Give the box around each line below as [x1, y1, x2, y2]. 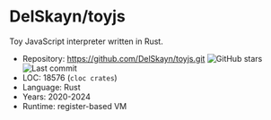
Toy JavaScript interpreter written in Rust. [9, 36, 163, 47]
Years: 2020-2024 [22, 91, 92, 102]
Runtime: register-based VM [22, 100, 127, 111]
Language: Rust [22, 81, 81, 92]
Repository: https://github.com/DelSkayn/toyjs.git [22, 53, 205, 64]
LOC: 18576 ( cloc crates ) [22, 72, 118, 82]
